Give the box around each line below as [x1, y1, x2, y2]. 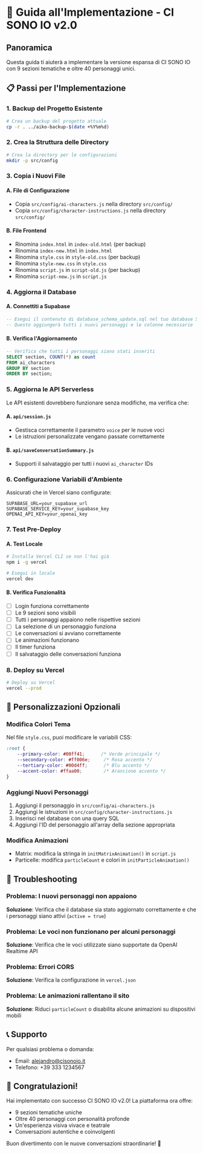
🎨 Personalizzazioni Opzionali [6, 702, 121, 712]
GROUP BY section [6, 365, 50, 371]
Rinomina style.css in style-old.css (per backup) [14, 253, 141, 260]
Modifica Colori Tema [6, 720, 71, 728]
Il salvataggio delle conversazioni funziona [14, 650, 121, 658]
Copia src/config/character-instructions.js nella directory [14, 206, 166, 214]
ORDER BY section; [6, 371, 53, 377]
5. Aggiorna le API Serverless [6, 385, 94, 394]
